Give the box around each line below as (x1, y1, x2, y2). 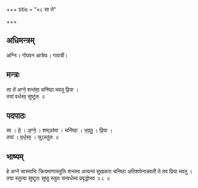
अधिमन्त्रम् (6, 35, 35, 46)
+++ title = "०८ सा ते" (6, 6, 57, 13)
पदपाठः (6, 111, 26, 121)
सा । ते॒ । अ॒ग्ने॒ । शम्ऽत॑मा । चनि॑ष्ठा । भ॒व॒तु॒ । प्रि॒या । (6, 127, 113, 134)
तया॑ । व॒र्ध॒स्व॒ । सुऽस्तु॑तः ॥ (6, 134, 59, 141)
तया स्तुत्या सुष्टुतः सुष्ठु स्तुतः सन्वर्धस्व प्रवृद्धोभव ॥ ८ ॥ (6, 175, 110, 182)
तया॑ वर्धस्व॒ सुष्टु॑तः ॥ (6, 92, 44, 100)
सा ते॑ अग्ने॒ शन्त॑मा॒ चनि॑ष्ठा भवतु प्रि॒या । (6, 86, 79, 93)
